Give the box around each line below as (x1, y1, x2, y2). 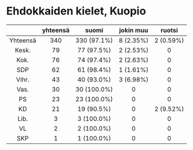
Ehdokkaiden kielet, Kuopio (6, 4, 147, 18)
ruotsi (160, 26, 178, 34)
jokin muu (119, 26, 149, 34)
